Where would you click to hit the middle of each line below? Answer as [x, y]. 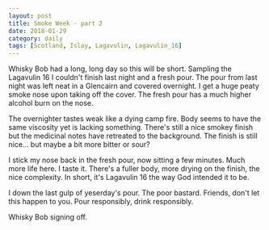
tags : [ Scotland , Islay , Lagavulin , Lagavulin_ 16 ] [95, 46]
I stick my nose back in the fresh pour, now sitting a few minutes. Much [127, 160]
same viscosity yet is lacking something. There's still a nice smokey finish [131, 128]
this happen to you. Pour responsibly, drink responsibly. [101, 202]
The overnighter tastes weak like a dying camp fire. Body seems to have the [134, 119]
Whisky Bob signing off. [48, 217]
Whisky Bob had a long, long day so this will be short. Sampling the [120, 69]
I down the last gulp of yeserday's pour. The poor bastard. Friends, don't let [134, 193]
